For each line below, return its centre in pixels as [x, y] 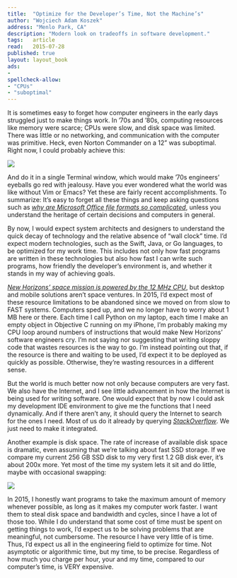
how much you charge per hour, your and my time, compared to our [106, 560]
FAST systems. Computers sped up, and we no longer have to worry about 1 [118, 310]
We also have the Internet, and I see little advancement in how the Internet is [119, 391]
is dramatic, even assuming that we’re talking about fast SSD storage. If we [116, 450]
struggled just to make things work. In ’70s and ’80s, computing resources [115, 120]
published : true [31, 54]
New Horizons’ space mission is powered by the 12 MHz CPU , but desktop [116, 288]
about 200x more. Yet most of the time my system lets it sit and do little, [112, 465]
